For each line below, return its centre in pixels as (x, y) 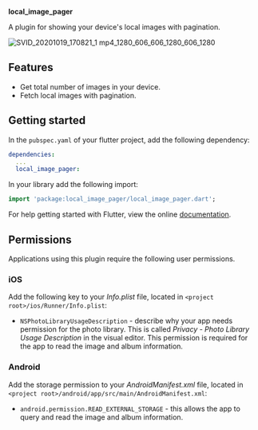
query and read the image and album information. (101, 417)
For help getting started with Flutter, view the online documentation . (120, 214)
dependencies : (32, 154)
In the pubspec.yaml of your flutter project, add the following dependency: (129, 140)
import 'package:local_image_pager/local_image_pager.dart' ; (112, 199)
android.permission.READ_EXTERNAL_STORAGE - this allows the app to (130, 408)
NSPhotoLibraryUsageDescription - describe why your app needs (126, 321)
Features (31, 68)
